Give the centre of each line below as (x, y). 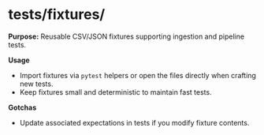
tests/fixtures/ (57, 15)
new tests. (36, 84)
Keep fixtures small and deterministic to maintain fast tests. (115, 92)
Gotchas (22, 107)
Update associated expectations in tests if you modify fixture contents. (134, 122)
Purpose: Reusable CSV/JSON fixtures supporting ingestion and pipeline (126, 36)
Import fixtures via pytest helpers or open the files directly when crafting (138, 75)
